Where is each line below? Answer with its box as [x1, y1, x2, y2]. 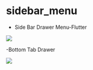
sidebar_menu [6, 4, 78, 18]
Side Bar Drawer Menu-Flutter [14, 24, 87, 31]
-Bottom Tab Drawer [6, 46, 56, 53]
